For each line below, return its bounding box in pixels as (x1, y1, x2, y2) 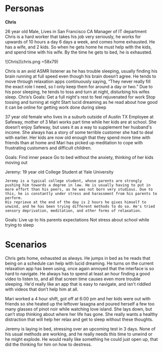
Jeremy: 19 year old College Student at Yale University (5, 169, 114, 175)
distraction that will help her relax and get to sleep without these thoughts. (5, 316, 154, 322)
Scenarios (5, 239, 47, 250)
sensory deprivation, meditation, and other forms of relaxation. (5, 208, 142, 213)
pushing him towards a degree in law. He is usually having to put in (5, 182, 151, 188)
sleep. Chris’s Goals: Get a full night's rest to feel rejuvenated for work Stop (5, 94, 156, 100)
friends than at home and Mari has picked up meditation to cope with (5, 139, 143, 145)
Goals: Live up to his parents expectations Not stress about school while (5, 216, 149, 222)
